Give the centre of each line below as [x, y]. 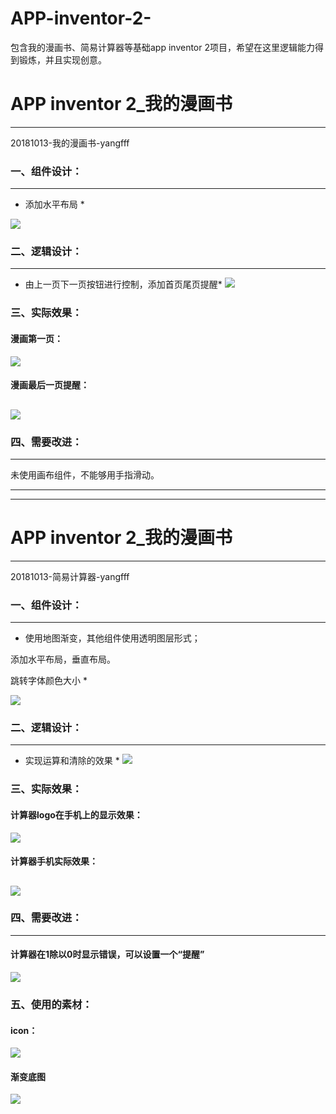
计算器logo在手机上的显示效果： [76, 814]
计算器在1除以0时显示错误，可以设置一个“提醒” [107, 954]
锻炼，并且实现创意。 [62, 59]
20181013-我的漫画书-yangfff [70, 143]
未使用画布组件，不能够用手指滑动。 [85, 474]
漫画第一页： [36, 338]
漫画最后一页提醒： [50, 385]
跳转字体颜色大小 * [49, 681]
